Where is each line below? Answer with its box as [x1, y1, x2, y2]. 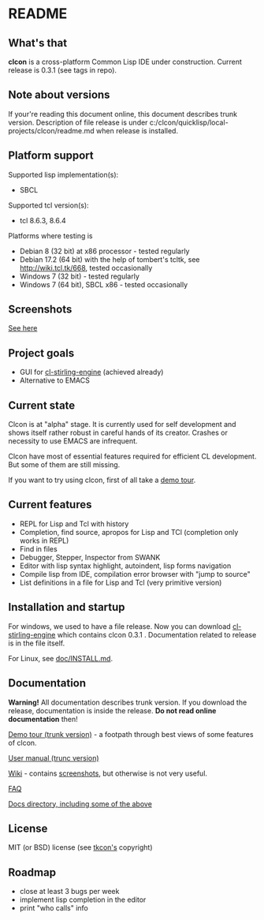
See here [8, 323, 38, 333]
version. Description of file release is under [8, 118, 148, 127]
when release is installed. [95, 125, 179, 135]
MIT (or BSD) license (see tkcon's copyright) [8, 843, 153, 852]
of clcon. [8, 738, 37, 747]
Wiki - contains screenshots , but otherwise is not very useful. [8, 769, 207, 778]
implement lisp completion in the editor [19, 895, 147, 904]
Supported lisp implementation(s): [8, 170, 119, 179]
